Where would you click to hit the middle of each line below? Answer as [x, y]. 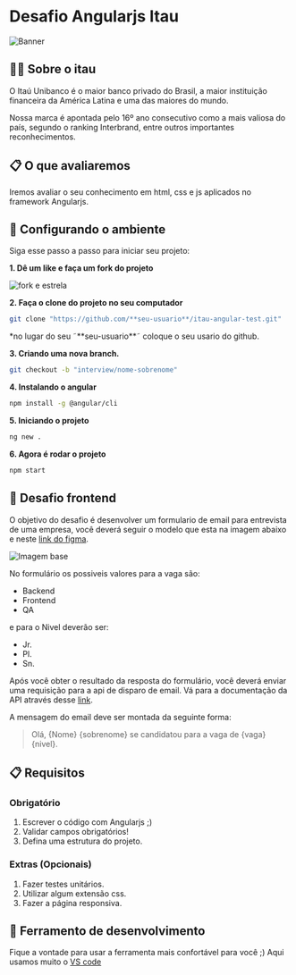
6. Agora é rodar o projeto [58, 454]
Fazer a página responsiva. [72, 903]
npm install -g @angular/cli [63, 404]
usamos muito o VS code [55, 962]
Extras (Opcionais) [51, 864]
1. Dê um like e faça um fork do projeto [81, 268]
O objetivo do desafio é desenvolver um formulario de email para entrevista [148, 519]
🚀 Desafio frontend [63, 498]
